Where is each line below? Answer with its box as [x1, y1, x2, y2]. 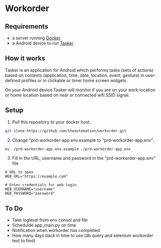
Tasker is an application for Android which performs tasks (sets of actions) [5, 67, 154, 73]
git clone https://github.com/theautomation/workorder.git [5, 128, 127, 133]
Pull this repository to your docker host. [12, 119, 91, 125]
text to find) [12, 238, 35, 244]
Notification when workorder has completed [12, 228, 100, 233]
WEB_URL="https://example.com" [5, 174, 68, 179]
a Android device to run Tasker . [12, 40, 75, 46]
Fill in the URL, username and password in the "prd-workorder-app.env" [12, 155, 156, 161]
